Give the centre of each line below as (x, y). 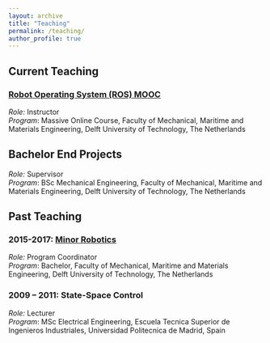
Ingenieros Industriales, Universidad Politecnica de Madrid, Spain (117, 330)
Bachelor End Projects (65, 155)
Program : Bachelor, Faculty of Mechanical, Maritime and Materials (118, 266)
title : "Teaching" (39, 23)
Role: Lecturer (32, 313)
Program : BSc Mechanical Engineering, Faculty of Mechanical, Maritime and (135, 182)
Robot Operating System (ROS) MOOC (85, 94)
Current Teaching (54, 71)
